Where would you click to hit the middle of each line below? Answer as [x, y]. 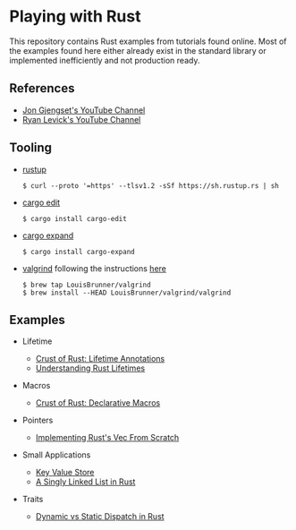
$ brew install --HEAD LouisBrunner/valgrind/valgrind [127, 293]
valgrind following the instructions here [94, 268]
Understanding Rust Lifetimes [90, 368]
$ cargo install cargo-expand [79, 252]
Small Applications [56, 455]
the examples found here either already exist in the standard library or [138, 50]
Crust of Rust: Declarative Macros [98, 403]
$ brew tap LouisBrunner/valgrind [86, 285]
